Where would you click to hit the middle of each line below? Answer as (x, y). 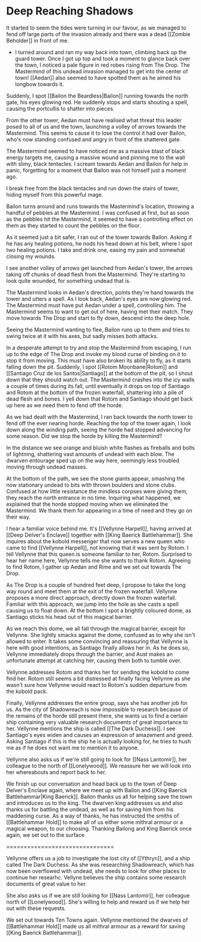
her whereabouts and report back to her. (56, 772)
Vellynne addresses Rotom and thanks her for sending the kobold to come (98, 672)
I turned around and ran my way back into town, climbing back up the (101, 52)
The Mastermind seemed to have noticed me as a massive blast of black (96, 151)
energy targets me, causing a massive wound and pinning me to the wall (96, 157)
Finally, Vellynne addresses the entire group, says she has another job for (97, 703)
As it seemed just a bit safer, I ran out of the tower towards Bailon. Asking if (99, 237)
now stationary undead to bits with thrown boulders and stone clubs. (91, 485)
